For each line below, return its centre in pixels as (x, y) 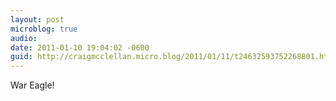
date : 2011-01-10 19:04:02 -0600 (80, 47)
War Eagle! (32, 85)
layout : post (37, 19)
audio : (24, 38)
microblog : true (44, 29)
